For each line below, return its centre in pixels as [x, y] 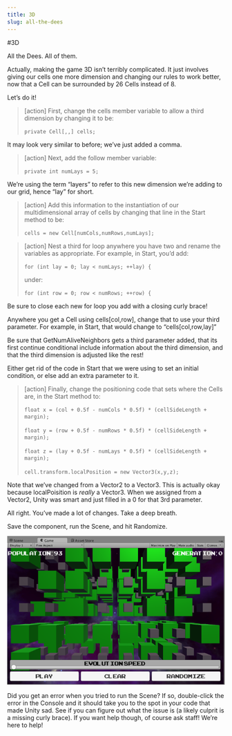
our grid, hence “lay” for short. [51, 191]
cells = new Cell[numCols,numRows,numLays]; [89, 233]
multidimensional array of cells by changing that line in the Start [115, 212]
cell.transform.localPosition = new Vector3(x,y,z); [101, 472]
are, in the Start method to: [62, 396]
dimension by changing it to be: [69, 118]
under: [33, 279]
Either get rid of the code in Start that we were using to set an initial [103, 368]
